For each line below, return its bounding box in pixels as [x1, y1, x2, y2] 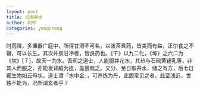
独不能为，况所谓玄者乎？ [6, 80, 69, 87]
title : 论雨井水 [6, 14, 43, 20]
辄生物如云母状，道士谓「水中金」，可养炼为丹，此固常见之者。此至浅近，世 [6, 72, 192, 79]
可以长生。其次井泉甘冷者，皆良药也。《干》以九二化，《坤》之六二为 [16, 50, 183, 57]
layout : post [6, 8, 39, 15]
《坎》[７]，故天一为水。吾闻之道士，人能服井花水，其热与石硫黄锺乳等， [6, 57, 187, 64]
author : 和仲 [6, 20, 37, 26]
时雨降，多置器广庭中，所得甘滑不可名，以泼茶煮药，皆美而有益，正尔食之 [6, 42, 189, 49]
